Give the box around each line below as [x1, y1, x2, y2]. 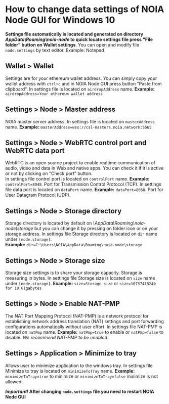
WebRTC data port [5, 146, 65, 155]
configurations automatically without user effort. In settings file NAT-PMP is [5, 324, 162, 330]
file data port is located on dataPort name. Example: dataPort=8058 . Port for [5, 187, 163, 193]
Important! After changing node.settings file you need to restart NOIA [5, 388, 154, 394]
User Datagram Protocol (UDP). [5, 192, 71, 198]
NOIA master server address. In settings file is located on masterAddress [5, 118, 155, 124]
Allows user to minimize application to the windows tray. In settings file [5, 363, 153, 369]
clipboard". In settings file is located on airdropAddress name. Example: [5, 86, 155, 92]
